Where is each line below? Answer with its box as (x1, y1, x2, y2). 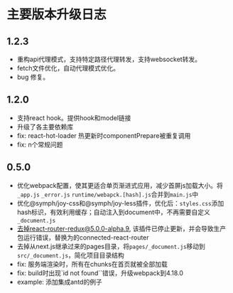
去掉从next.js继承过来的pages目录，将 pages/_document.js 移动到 (16, 242, 205, 250)
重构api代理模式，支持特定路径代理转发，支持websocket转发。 (16, 55, 202, 63)
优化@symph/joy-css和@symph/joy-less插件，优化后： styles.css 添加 (16, 198, 224, 207)
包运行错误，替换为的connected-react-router (16, 233, 150, 242)
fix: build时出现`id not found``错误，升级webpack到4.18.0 (16, 268, 184, 277)
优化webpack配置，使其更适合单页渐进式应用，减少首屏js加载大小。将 (16, 181, 223, 189)
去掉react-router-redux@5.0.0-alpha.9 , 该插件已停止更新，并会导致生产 (16, 224, 227, 233)
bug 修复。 (16, 73, 50, 81)
